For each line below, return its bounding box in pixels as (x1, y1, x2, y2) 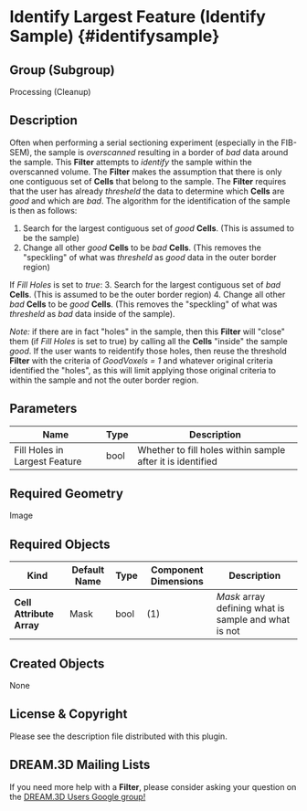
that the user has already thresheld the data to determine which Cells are (9, 185, 285, 196)
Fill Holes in (14, 443, 64, 456)
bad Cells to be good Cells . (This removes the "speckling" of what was (9, 299, 278, 310)
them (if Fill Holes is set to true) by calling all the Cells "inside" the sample (9, 335, 288, 346)
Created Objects (9, 656, 105, 671)
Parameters (9, 401, 78, 416)
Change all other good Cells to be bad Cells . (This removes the (22, 242, 262, 253)
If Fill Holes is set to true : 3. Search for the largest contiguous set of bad (9, 279, 281, 290)
